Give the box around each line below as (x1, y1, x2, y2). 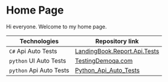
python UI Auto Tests (9, 57, 66, 65)
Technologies (20, 37, 59, 45)
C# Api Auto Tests (9, 47, 57, 55)
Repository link (95, 37, 139, 45)
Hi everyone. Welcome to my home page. (6, 23, 107, 30)
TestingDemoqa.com (75, 57, 133, 65)
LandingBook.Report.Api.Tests (75, 47, 160, 55)
